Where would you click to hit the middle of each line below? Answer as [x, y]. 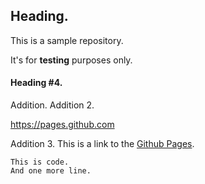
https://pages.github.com [62, 125]
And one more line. [51, 171]
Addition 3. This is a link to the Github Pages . [102, 144]
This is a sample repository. [67, 40]
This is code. [40, 162]
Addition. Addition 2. [52, 105]
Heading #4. [36, 83]
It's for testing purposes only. [71, 60]
